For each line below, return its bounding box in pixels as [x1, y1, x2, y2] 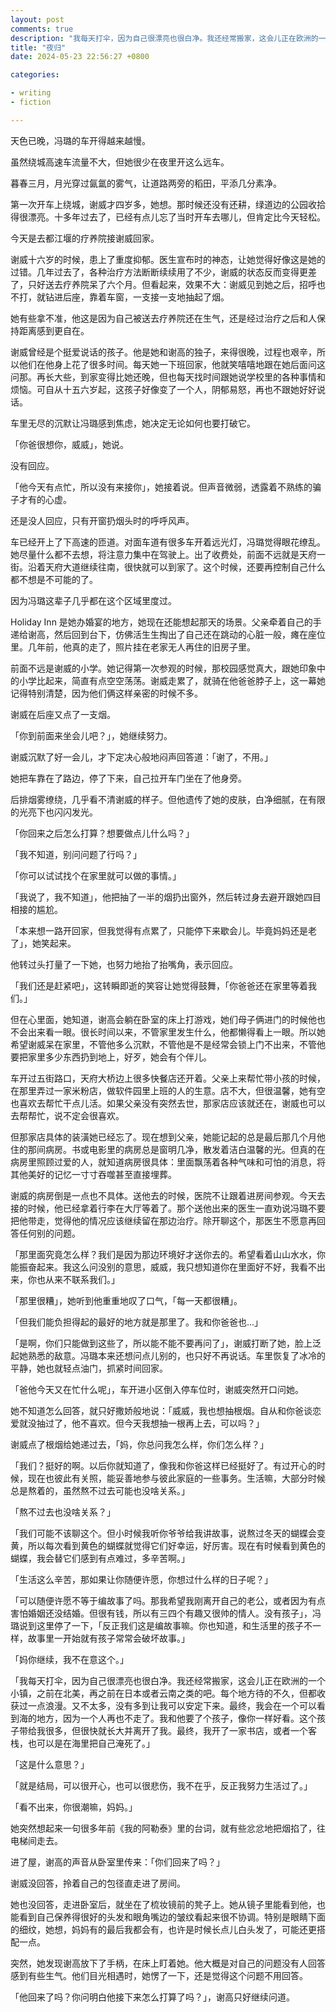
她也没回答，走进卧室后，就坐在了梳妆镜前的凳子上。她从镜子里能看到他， [10, 1898, 317, 1910]
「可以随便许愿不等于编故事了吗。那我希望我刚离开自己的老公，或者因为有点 [10, 1594, 326, 1606]
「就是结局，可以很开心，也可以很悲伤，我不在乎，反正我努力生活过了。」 [10, 1779, 313, 1791]
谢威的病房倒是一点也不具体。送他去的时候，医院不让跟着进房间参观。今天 [10, 1189, 317, 1201]
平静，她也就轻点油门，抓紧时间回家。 [10, 1362, 168, 1374]
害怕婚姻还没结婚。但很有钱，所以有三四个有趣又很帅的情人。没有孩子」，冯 [10, 1607, 322, 1619]
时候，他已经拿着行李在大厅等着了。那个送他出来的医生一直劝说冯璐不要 [27, 1202, 326, 1214]
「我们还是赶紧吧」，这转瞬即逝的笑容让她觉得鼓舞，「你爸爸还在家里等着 [10, 979, 308, 991]
